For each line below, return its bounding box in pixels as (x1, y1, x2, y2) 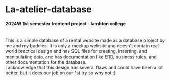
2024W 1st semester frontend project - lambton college (5, 20, 126, 26)
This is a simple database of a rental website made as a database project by (5, 37, 165, 44)
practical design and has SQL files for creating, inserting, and (18, 48, 147, 55)
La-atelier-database (5, 4, 92, 15)
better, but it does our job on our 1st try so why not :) (5, 70, 116, 76)
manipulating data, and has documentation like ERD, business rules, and (5, 53, 157, 60)
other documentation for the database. (5, 59, 87, 65)
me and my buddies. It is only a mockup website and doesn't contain (5, 43, 150, 49)
